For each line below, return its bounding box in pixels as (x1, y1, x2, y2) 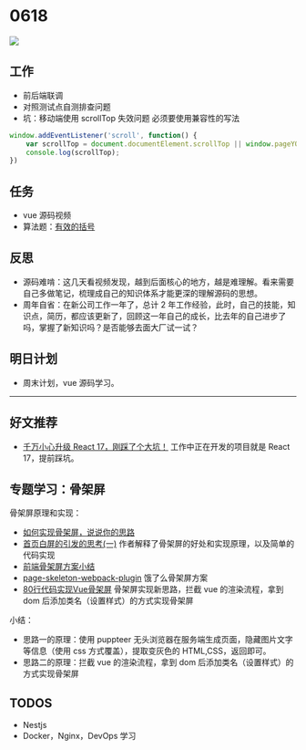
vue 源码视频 (22, 210, 72, 221)
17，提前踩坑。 (22, 453, 79, 464)
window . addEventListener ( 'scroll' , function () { (9, 130, 198, 140)
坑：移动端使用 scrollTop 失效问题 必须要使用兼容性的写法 (22, 112, 240, 123)
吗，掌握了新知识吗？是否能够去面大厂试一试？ (22, 321, 199, 333)
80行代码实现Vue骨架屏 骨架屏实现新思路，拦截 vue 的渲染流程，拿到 (22, 584, 284, 595)
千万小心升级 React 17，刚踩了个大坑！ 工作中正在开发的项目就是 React (22, 441, 291, 452)
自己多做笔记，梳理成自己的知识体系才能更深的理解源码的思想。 (22, 287, 262, 298)
